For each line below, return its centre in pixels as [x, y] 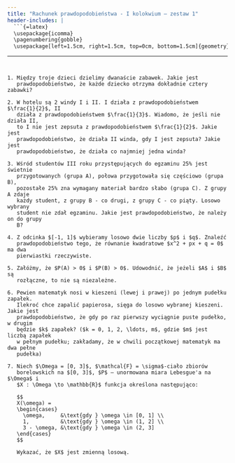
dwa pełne [22, 348]
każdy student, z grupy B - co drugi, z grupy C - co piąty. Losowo [118, 201]
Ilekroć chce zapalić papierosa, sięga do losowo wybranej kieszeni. [120, 305]
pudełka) [29, 354]
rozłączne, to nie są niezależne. [67, 281]
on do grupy [24, 219]
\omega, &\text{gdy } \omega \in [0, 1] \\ [93, 416]
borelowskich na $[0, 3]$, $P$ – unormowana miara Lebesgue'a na [114, 373]
